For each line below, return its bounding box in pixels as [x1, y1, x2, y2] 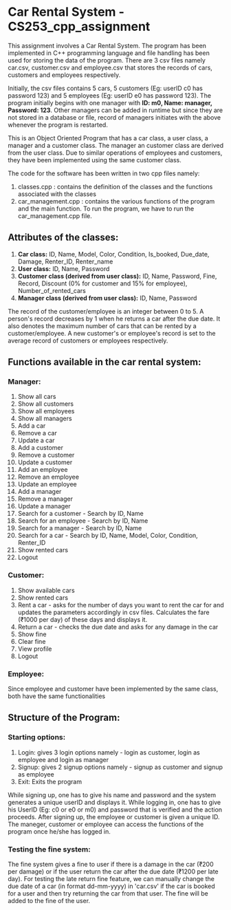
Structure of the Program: [8, 712, 120, 724]
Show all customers [17, 400, 74, 408]
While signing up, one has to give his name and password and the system [8, 790, 217, 799]
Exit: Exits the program [17, 777, 82, 786]
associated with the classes [17, 190, 97, 198]
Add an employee [17, 466, 68, 474]
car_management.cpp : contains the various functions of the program [17, 197, 215, 205]
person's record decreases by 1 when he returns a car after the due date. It [8, 314, 221, 323]
